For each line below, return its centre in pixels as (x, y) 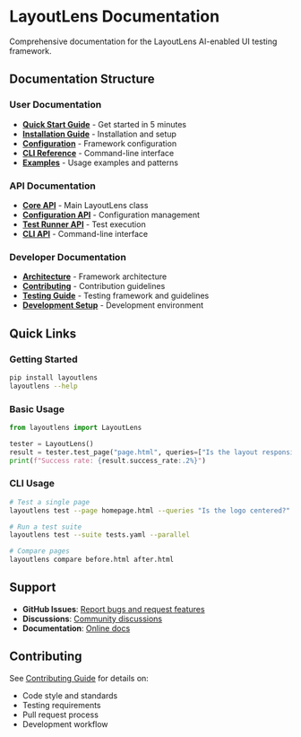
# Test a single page (50, 502)
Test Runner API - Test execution (84, 224)
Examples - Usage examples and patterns (100, 162)
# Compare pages (39, 551)
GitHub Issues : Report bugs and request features (113, 609)
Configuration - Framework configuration (99, 143)
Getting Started (43, 359)
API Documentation (53, 186)
